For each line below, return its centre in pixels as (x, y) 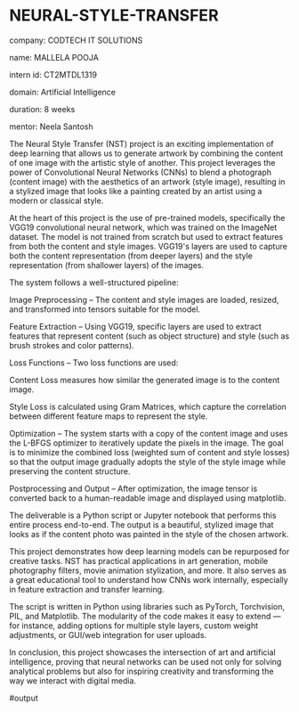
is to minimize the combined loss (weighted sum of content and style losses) (149, 452)
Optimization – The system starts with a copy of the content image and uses (149, 433)
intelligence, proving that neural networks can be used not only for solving (145, 661)
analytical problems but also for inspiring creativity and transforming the (141, 671)
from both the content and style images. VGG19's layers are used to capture (148, 246)
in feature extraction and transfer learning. (87, 589)
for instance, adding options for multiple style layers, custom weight (134, 626)
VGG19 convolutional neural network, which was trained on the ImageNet (143, 227)
